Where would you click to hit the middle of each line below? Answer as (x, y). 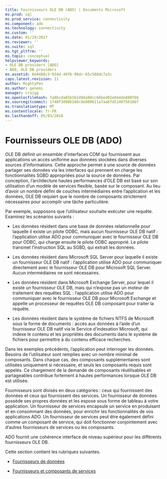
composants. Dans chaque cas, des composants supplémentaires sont (78, 359)
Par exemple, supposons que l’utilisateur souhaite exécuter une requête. (79, 211)
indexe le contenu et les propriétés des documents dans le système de (85, 334)
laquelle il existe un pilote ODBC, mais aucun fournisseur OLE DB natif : (85, 231)
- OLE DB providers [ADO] (32, 65)
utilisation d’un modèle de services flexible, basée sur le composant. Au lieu (83, 186)
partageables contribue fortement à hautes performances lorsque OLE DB (81, 375)
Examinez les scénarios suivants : (40, 216)
